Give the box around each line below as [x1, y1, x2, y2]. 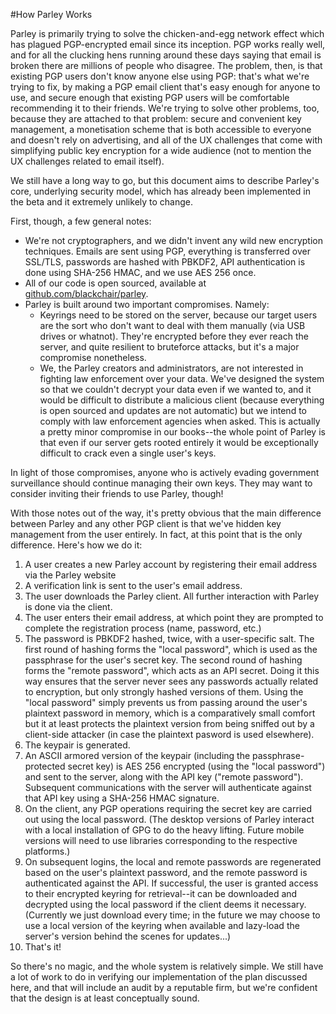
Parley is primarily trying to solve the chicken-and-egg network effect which [10, 28, 325, 39]
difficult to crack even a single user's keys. [39, 447, 217, 459]
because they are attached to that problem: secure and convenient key [10, 113, 302, 124]
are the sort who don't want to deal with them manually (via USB [39, 320, 306, 331]
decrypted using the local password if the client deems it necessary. [24, 899, 307, 910]
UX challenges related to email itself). [10, 155, 165, 167]
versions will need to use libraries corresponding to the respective [24, 835, 298, 846]
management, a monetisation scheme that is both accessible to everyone [10, 124, 312, 135]
